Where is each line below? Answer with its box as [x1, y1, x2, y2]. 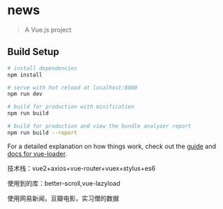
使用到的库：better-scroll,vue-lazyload [7, 179, 120, 187]
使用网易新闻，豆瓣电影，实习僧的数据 [7, 193, 119, 203]
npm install [7, 71, 42, 78]
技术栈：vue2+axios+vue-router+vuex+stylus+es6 [7, 164, 156, 172]
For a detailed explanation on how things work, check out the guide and [7, 142, 217, 150]
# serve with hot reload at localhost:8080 [7, 84, 138, 91]
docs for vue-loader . [7, 149, 67, 157]
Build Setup [7, 46, 59, 58]
